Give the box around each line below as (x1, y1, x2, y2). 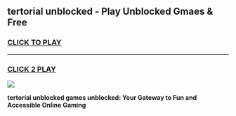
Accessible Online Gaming (7, 101, 86, 109)
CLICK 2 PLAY (7, 64, 56, 74)
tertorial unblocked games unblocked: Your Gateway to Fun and (7, 93, 197, 101)
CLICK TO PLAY (7, 38, 62, 48)
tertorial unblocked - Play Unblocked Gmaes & (7, 6, 214, 18)
